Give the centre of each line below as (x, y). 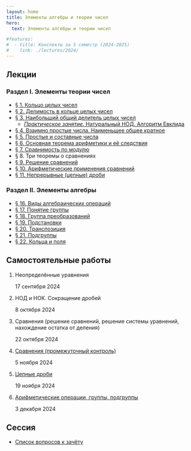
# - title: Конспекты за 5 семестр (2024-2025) (68, 45)
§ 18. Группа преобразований (52, 216)
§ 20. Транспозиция (40, 229)
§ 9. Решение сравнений (46, 162)
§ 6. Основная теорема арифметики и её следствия (81, 143)
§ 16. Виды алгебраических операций (63, 203)
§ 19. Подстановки (38, 222)
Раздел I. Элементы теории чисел (58, 92)
